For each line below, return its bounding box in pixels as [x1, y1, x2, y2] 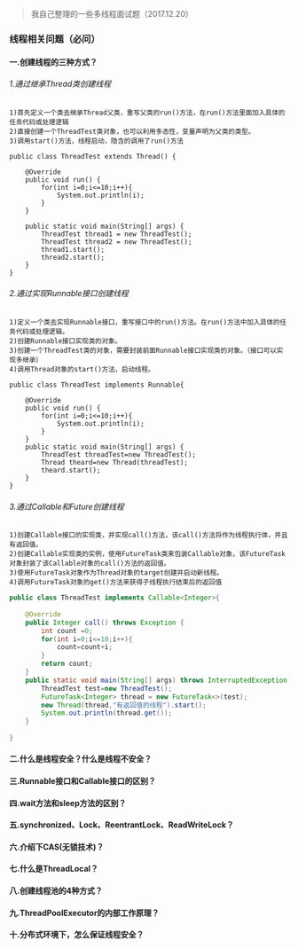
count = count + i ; [56, 643, 114, 652]
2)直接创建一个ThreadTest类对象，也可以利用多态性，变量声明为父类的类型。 [9, 127, 255, 136]
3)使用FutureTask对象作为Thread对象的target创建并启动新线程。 [9, 568, 223, 577]
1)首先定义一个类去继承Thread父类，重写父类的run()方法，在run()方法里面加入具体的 [9, 108, 286, 117]
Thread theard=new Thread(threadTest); [41, 458, 189, 466]
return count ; [41, 660, 93, 669]
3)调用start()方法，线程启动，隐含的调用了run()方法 [9, 137, 184, 145]
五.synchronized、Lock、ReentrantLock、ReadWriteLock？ [9, 819, 235, 830]
